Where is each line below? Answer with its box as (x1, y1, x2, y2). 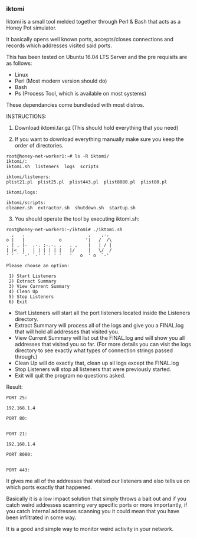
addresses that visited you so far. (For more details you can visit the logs (14, 341, 192, 348)
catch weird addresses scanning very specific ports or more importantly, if (6, 501, 188, 509)
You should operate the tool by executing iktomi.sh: (14, 215, 140, 222)
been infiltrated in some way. (6, 514, 77, 521)
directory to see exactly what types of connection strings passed (14, 347, 173, 354)
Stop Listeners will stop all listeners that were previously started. (14, 366, 172, 373)
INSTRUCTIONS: (6, 113, 47, 120)
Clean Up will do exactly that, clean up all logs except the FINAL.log (14, 359, 179, 367)
